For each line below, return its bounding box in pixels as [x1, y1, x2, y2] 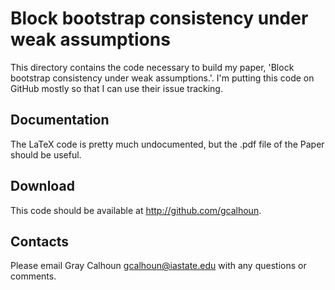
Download [10, 178, 75, 195]
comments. [10, 270, 57, 282]
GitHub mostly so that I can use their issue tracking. [10, 82, 223, 94]
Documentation [10, 112, 110, 129]
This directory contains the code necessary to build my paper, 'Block [10, 61, 295, 73]
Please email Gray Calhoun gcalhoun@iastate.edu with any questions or [10, 260, 307, 272]
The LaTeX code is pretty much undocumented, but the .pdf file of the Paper [10, 138, 325, 150]
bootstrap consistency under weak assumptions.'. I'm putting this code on [10, 72, 315, 84]
